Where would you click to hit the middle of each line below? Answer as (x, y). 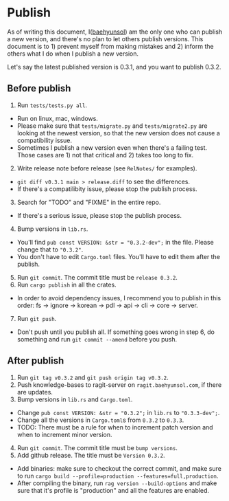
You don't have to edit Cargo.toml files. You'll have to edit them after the (119, 256)
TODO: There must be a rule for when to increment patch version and (115, 427)
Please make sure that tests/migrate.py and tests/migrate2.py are (112, 126)
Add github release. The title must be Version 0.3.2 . (91, 455)
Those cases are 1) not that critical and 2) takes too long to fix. (105, 155)
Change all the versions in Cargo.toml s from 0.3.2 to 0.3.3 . (100, 420)
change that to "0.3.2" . (50, 249)
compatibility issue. (45, 140)
